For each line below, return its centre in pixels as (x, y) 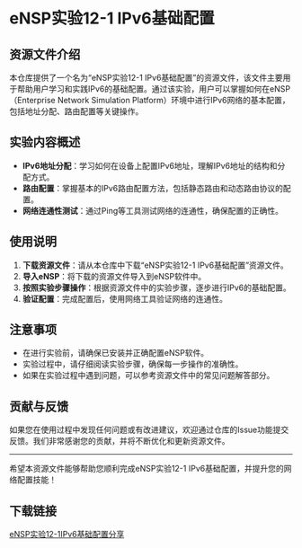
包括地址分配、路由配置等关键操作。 (76, 111)
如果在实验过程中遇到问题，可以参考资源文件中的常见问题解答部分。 (148, 376)
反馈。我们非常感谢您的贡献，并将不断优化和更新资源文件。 (120, 441)
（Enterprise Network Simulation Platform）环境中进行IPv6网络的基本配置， (150, 100)
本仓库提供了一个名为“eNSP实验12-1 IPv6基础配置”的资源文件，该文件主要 (146, 78)
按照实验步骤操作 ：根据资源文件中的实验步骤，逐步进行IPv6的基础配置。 (157, 287)
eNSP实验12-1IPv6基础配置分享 (67, 535)
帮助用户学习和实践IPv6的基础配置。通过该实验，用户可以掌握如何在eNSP (153, 89)
